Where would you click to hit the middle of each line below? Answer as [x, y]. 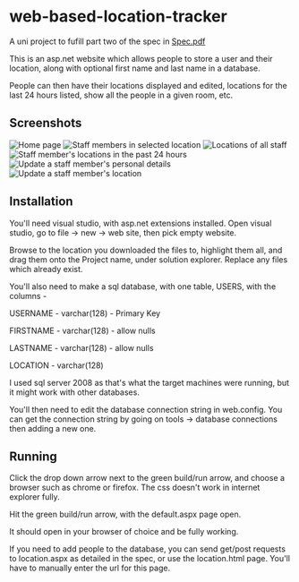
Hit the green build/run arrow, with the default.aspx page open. [125, 514]
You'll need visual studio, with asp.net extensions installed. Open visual [141, 223]
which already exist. [46, 269]
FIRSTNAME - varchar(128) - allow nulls [82, 330]
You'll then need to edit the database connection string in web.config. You [146, 409]
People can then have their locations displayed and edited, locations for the [149, 85]
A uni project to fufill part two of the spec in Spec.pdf [107, 41]
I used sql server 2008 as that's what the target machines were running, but [149, 382]
